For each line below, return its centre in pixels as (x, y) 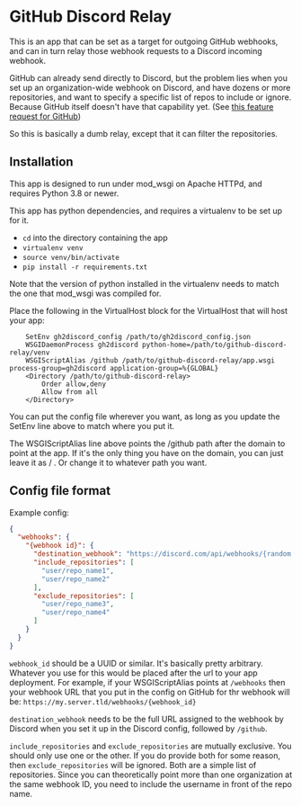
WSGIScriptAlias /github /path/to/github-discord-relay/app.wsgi (150, 360)
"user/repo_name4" (76, 613)
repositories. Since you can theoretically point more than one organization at (151, 775)
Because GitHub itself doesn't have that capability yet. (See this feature (142, 106)
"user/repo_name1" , (78, 570)
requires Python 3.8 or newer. (64, 193)
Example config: (40, 512)
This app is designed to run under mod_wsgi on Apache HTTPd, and (136, 184)
